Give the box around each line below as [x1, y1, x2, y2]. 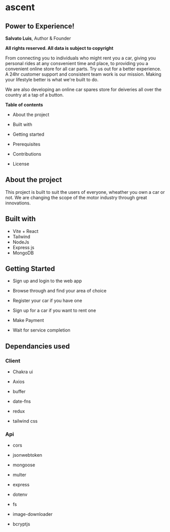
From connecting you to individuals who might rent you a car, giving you [5, 55, 156, 61]
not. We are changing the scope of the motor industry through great [5, 194, 147, 200]
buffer [12, 389, 26, 395]
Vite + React [12, 228, 39, 234]
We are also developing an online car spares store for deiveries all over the [5, 86, 162, 93]
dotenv [12, 491, 28, 497]
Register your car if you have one [12, 298, 82, 304]
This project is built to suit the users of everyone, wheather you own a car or [5, 189, 165, 195]
